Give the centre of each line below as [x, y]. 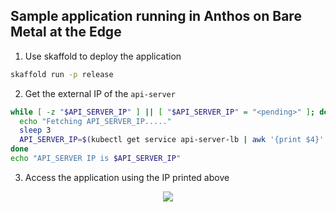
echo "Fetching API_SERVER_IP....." [95, 121]
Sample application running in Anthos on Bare [156, 16]
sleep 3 [35, 130]
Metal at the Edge [66, 32]
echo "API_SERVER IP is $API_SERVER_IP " [96, 159]
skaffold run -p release [62, 74]
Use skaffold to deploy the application [103, 56]
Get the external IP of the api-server [100, 93]
